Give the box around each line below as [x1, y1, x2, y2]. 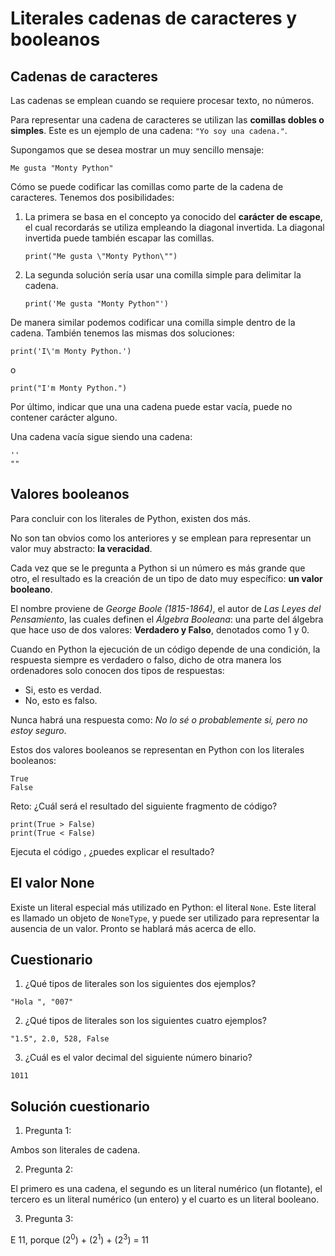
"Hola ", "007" [10, 997, 74, 1007]
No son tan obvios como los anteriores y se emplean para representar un [10, 532, 312, 544]
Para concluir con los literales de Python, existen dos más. [10, 512, 252, 524]
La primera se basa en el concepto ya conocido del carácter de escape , [24, 211, 323, 222]
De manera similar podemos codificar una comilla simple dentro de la [10, 317, 296, 328]
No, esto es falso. [24, 694, 98, 706]
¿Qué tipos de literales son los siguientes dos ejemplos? [24, 978, 257, 990]
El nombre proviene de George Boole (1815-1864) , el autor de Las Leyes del [10, 602, 322, 614]
